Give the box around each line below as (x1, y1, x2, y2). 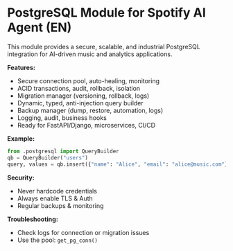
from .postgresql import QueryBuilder (7, 148, 119, 155)
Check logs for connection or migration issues (17, 228, 150, 236)
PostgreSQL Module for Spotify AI (7, 5, 206, 21)
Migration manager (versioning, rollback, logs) (17, 92, 150, 100)
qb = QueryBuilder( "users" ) (7, 154, 89, 161)
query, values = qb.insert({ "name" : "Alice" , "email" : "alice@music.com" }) (7, 161, 231, 168)
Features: (7, 63, 36, 71)
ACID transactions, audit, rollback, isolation (17, 84, 141, 92)
